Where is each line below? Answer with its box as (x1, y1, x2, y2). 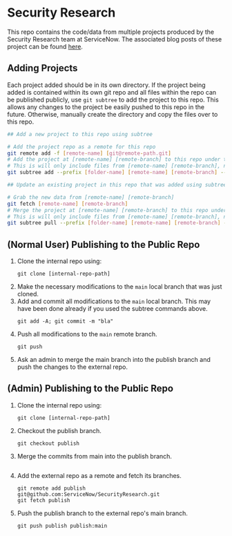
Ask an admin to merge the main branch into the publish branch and (17, 356, 211, 364)
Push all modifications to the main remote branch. (17, 330, 157, 338)
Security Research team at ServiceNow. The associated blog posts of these (7, 35, 222, 43)
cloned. (17, 290, 39, 298)
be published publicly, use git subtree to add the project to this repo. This (7, 95, 219, 104)
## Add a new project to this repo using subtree (7, 131, 153, 137)
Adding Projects (7, 62, 78, 74)
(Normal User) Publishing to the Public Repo (7, 238, 200, 250)
